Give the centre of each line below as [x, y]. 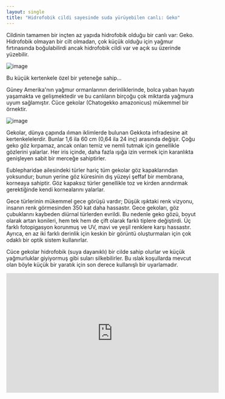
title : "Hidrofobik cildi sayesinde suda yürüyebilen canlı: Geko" [93, 18]
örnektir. [17, 109]
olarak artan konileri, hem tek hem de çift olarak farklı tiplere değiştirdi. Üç [99, 220]
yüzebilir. [18, 54]
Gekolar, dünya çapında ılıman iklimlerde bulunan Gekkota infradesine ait [97, 132]
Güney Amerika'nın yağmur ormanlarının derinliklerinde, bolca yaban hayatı [100, 89]
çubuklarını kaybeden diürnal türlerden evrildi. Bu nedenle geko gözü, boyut [101, 214]
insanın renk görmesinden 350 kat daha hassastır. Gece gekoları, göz [93, 208]
